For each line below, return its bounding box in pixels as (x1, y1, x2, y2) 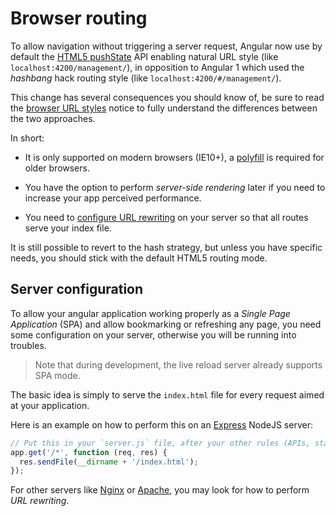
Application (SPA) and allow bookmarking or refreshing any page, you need (10, 318, 322, 330)
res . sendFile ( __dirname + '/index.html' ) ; (19, 457, 199, 467)
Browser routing (10, 7, 148, 30)
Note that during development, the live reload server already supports (34, 358, 323, 371)
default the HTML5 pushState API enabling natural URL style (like (10, 50, 279, 62)
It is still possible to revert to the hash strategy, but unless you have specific (10, 241, 323, 253)
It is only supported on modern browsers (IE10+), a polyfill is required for (24, 151, 325, 163)
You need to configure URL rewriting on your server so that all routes (24, 211, 309, 223)
